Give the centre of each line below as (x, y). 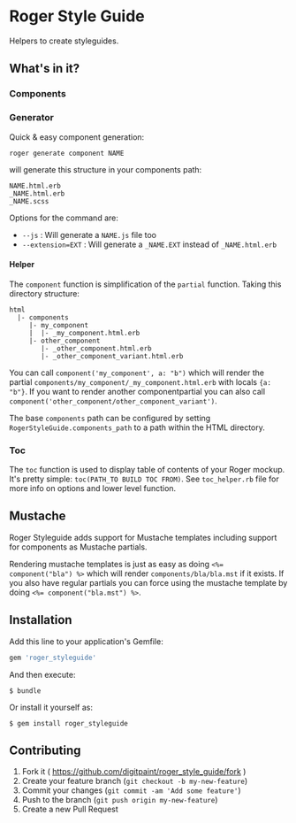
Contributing (45, 750)
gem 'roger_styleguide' (53, 658)
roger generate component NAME (67, 153)
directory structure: (44, 293)
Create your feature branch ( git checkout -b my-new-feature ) (135, 781)
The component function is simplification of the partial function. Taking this (145, 284)
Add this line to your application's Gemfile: (86, 641)
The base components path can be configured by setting (110, 418)
